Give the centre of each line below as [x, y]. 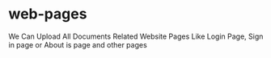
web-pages [48, 14]
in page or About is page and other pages [78, 44]
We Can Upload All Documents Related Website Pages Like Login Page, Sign [136, 36]
